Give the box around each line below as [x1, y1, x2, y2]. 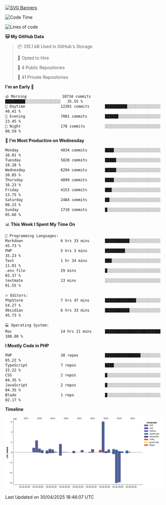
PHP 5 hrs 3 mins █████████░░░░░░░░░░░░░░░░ [5, 248, 161, 253]
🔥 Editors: [5, 293, 28, 298]
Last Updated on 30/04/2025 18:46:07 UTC [5, 494, 94, 500]
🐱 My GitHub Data [5, 34, 45, 39]
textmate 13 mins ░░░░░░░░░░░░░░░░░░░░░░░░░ [5, 278, 161, 283]
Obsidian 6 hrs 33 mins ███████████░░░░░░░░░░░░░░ [5, 308, 161, 313]
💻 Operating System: [5, 323, 50, 328]
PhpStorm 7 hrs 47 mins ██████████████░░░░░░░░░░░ [5, 298, 161, 303]
